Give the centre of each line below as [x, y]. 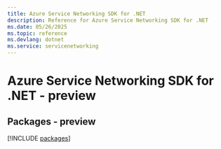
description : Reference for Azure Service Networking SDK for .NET [108, 20]
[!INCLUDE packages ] [39, 138]
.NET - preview [52, 96]
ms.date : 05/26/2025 [38, 27]
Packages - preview [52, 121]
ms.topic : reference [38, 33]
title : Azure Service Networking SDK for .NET [76, 14]
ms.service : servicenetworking [53, 46]
